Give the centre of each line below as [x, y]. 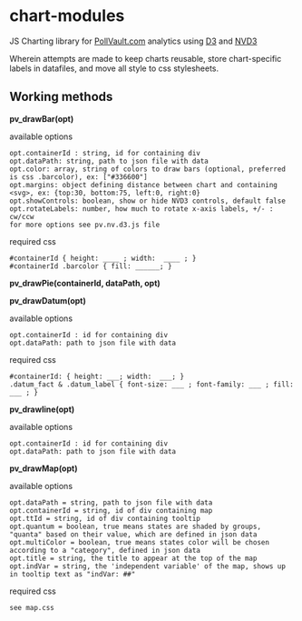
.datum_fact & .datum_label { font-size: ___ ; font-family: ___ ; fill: [152, 384]
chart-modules [67, 16]
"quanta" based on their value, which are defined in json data [133, 534]
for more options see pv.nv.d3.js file [85, 225]
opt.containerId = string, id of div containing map [111, 510]
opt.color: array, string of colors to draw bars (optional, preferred [147, 169]
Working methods [61, 97]
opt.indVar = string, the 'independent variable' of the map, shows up [147, 566]
